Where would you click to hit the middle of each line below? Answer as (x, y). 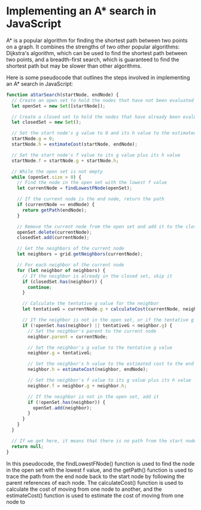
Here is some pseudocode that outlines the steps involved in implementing (98, 77)
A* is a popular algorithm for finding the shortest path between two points (97, 40)
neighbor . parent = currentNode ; (68, 337)
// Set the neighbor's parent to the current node (92, 331)
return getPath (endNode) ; (54, 210)
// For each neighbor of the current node (71, 265)
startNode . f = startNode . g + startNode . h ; (65, 161)
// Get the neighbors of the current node (71, 249)
